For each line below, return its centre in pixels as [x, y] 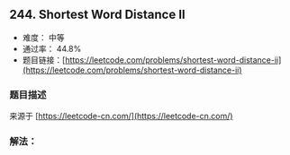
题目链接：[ [44, 60]
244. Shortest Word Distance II [98, 15]
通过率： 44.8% [52, 48]
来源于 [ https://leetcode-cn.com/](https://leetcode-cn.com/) [121, 116]
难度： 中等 [43, 37]
